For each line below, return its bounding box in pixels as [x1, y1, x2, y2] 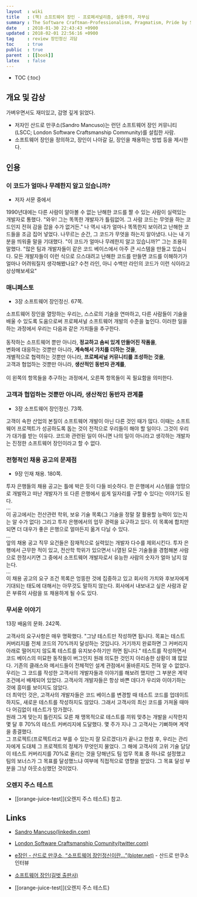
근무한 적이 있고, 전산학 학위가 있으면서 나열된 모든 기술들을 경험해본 [21, 546, 178, 553]
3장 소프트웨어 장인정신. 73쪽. [14, 405, 84, 412]
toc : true [6, 42, 43, 48]
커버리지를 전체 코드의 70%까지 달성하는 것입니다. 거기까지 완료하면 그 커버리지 [6, 640, 188, 647]
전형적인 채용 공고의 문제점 [6, 456, 77, 464]
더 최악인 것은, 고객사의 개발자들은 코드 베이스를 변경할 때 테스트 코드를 [6, 691, 169, 698]
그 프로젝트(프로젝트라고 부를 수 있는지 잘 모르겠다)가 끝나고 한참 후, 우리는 [6, 735, 177, 742]
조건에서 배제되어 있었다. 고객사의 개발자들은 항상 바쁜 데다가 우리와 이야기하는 [6, 677, 186, 684]
